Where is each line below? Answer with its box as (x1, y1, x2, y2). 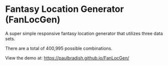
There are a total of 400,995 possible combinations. (5, 45, 113, 51)
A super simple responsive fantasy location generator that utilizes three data (5, 30, 163, 36)
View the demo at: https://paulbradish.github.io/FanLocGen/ (5, 55, 129, 61)
